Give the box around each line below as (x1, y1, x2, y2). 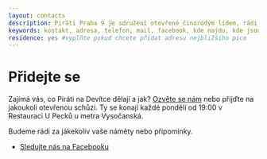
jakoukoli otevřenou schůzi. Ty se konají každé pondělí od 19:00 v (8, 103, 222, 112)
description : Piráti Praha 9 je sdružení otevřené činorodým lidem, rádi (8, 19, 258, 27)
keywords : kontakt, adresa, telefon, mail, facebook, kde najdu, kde (8, 26, 244, 34)
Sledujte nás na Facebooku (19, 142, 109, 152)
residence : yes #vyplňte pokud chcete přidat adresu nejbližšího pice (8, 33, 247, 42)
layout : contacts (8, 11, 66, 20)
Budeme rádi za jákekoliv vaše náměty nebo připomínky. (8, 126, 193, 136)
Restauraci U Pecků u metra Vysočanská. (8, 111, 144, 121)
